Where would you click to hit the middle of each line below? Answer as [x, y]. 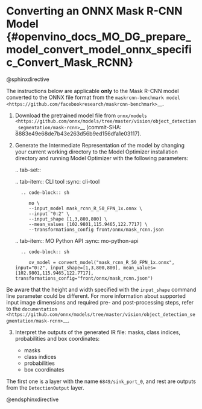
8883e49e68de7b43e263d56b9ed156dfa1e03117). [78, 134]
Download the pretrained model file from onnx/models [81, 115]
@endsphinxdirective [33, 399]
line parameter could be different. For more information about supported [96, 296]
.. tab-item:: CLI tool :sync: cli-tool [57, 181]
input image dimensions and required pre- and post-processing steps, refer [100, 302]
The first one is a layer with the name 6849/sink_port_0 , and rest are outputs [101, 381]
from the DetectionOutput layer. [45, 387]
